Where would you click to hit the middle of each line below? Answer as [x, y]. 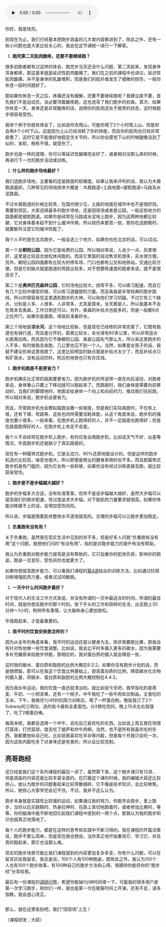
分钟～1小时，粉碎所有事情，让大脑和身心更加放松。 [58, 610]
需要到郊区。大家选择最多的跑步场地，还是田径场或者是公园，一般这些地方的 [83, 210]
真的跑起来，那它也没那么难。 [35, 842]
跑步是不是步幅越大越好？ [38, 483]
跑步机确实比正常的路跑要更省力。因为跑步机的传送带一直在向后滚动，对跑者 [83, 379]
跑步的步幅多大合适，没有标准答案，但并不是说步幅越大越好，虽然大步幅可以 [83, 493]
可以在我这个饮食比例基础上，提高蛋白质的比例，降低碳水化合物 [96, 671]
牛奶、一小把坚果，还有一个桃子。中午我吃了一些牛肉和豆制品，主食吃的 [87, 694]
